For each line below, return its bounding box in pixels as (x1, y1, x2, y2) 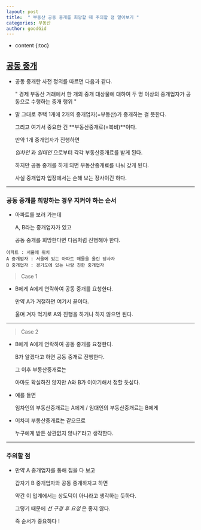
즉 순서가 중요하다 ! (14, 517, 60, 525)
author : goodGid (6, 25, 47, 32)
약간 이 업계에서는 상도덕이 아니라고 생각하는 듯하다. (14, 492, 136, 499)
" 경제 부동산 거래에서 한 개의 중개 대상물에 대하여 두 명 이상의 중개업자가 (14, 90, 185, 98)
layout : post (6, 8, 39, 15)
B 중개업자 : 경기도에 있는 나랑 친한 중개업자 (6, 262, 105, 268)
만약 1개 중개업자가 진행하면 (14, 136, 80, 144)
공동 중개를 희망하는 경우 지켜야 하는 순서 (6, 196, 117, 204)
